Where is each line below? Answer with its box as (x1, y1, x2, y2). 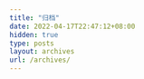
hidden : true (9, 30, 59, 39)
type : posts (9, 38, 54, 48)
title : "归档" (9, 13, 61, 23)
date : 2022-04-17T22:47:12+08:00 (9, 22, 136, 31)
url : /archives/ (9, 55, 71, 64)
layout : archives (9, 47, 75, 56)
